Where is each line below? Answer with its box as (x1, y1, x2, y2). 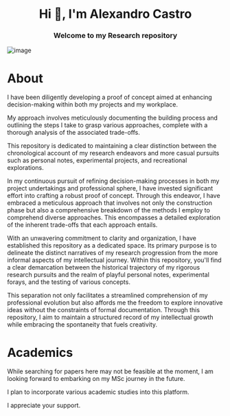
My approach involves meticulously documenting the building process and (7, 113, 218, 122)
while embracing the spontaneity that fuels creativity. (7, 320, 158, 329)
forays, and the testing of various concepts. (7, 278, 130, 286)
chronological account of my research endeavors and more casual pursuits (7, 149, 220, 157)
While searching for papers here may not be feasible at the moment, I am (7, 367, 214, 375)
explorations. (7, 164, 45, 172)
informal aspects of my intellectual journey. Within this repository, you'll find (7, 256, 222, 264)
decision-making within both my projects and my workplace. (7, 100, 179, 109)
